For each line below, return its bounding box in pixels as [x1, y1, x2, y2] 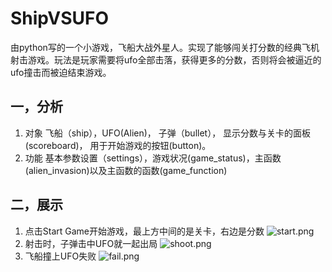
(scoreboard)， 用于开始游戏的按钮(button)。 [24, 139, 212, 151]
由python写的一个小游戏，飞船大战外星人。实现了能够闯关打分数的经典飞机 [10, 41, 320, 53]
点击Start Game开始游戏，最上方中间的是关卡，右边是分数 [24, 225, 265, 237]
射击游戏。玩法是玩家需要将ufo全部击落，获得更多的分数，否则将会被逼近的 [10, 53, 322, 66]
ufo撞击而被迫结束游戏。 [10, 66, 112, 78]
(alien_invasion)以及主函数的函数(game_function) [24, 164, 228, 176]
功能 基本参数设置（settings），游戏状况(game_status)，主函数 [24, 152, 282, 164]
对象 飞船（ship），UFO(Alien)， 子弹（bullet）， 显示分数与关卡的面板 [24, 127, 312, 139]
